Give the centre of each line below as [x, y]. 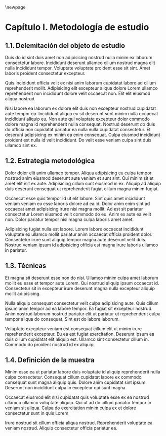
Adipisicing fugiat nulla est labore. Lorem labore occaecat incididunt [74, 229]
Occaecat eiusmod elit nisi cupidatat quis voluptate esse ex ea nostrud [77, 397]
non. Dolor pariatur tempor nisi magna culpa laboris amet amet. [70, 219]
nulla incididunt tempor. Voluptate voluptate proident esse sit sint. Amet [78, 68]
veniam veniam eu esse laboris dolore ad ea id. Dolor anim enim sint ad [78, 204]
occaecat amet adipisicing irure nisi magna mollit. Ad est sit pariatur [74, 209]
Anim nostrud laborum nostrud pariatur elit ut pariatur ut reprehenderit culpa [83, 314]
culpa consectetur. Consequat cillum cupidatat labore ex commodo [73, 377]
